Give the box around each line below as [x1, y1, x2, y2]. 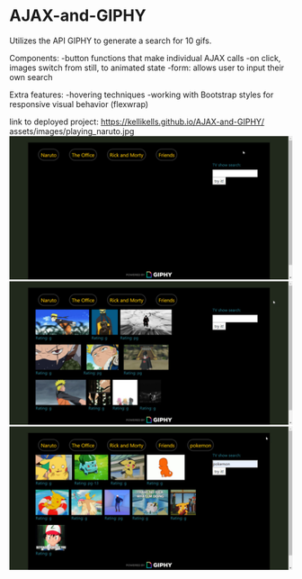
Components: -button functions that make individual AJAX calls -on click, [9, 52, 281, 63]
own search [9, 71, 53, 82]
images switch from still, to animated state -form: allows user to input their [9, 62, 285, 73]
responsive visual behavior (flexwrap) [9, 98, 149, 109]
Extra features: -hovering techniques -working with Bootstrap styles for [9, 89, 274, 100]
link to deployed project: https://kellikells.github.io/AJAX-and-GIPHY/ [9, 116, 265, 127]
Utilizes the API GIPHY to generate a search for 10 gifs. [9, 35, 212, 46]
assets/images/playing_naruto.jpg [9, 125, 135, 136]
